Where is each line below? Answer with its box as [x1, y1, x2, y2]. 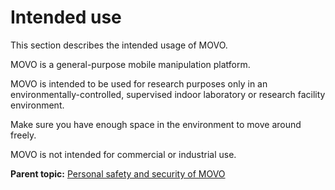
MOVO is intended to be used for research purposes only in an [10, 77, 268, 90]
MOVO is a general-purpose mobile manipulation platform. [10, 58, 251, 70]
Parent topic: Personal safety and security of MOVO [10, 167, 226, 180]
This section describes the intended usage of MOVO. [10, 39, 228, 51]
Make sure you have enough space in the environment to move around [10, 118, 302, 130]
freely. [10, 129, 37, 141]
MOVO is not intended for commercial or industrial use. [10, 148, 237, 160]
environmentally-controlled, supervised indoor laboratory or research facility [10, 88, 326, 100]
